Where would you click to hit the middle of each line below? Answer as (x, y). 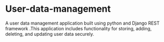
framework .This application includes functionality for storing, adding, (78, 28)
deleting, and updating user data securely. (50, 34)
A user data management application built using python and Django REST (83, 23)
